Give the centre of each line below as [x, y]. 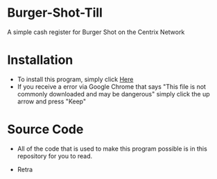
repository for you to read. [55, 156]
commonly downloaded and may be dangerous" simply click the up [113, 94]
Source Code [45, 129]
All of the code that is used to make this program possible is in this [112, 148]
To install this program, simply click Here [75, 79]
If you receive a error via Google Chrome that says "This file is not [112, 86]
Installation [40, 60]
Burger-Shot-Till [55, 13]
